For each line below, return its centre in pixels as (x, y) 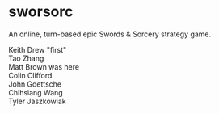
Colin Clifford (30, 75)
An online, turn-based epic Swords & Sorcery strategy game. (110, 34)
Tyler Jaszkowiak (37, 101)
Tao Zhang (26, 58)
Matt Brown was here (44, 66)
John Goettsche (35, 84)
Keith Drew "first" (38, 49)
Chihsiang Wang (36, 92)
